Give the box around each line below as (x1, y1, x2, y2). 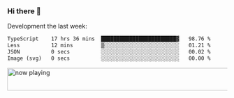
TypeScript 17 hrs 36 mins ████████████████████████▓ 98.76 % (7, 35, 211, 42)
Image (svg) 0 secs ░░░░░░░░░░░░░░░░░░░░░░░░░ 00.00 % (7, 55, 211, 62)
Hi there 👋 (7, 6, 42, 16)
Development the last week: (7, 22, 87, 31)
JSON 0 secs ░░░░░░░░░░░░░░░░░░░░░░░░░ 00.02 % (7, 49, 211, 56)
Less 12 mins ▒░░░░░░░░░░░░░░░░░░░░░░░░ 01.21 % (7, 42, 211, 49)
